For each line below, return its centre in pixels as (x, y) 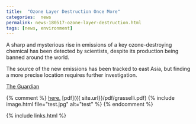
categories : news (29, 17)
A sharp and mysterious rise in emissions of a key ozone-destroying (89, 45)
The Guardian (23, 87)
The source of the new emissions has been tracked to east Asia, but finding (98, 69)
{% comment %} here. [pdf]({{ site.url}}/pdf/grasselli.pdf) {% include (90, 98)
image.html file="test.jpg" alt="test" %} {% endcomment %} (80, 105)
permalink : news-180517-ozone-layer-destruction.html (74, 22)
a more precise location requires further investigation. (72, 75)
